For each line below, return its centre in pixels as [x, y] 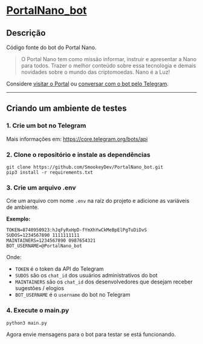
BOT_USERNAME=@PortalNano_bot [44, 246]
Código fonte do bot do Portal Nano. [51, 47]
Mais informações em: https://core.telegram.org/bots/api [77, 139]
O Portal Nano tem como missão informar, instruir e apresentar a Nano [109, 59]
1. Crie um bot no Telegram [46, 126]
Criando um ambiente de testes [66, 109]
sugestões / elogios [40, 288]
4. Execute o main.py [38, 311]
